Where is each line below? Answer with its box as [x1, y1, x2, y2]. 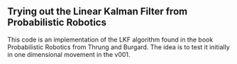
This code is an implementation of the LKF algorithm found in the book [7, 35, 214, 44]
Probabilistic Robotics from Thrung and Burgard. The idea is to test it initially [7, 42, 231, 51]
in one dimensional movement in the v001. [7, 50, 131, 58]
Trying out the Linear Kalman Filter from [7, 6, 188, 18]
